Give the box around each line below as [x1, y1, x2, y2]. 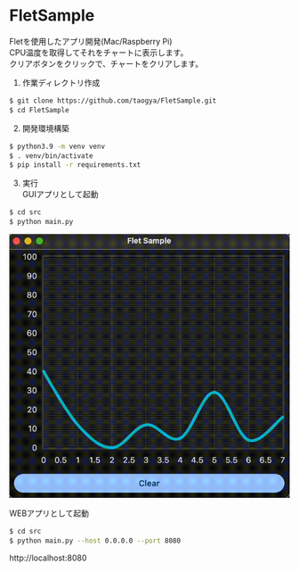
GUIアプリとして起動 [21, 189, 99, 200]
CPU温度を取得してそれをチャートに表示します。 [9, 46, 189, 58]
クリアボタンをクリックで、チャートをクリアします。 [9, 58, 203, 69]
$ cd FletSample [9, 105, 69, 114]
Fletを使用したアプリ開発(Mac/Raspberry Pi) [9, 36, 173, 46]
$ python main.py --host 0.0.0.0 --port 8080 [9, 536, 181, 545]
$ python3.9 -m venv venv [9, 142, 105, 151]
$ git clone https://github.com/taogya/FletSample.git [9, 95, 217, 105]
